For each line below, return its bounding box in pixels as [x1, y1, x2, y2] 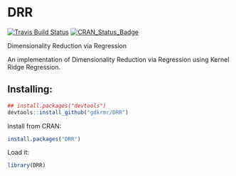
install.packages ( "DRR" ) [7, 136, 81, 143]
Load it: [7, 148, 30, 157]
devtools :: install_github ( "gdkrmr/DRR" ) [7, 109, 129, 116]
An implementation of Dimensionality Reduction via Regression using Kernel [7, 55, 230, 64]
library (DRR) [7, 162, 46, 169]
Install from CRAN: [7, 121, 62, 130]
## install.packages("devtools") [7, 102, 107, 109]
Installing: [7, 83, 53, 96]
